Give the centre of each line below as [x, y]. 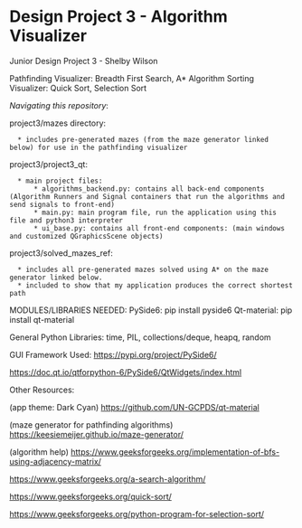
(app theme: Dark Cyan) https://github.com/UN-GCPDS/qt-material [134, 407]
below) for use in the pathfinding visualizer [99, 147]
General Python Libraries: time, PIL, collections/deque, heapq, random [140, 337]
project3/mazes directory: [58, 123]
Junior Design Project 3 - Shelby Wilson [84, 61]
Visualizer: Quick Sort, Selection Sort [78, 88]
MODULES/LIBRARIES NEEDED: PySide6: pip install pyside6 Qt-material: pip [151, 310]
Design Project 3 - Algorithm [118, 17]
